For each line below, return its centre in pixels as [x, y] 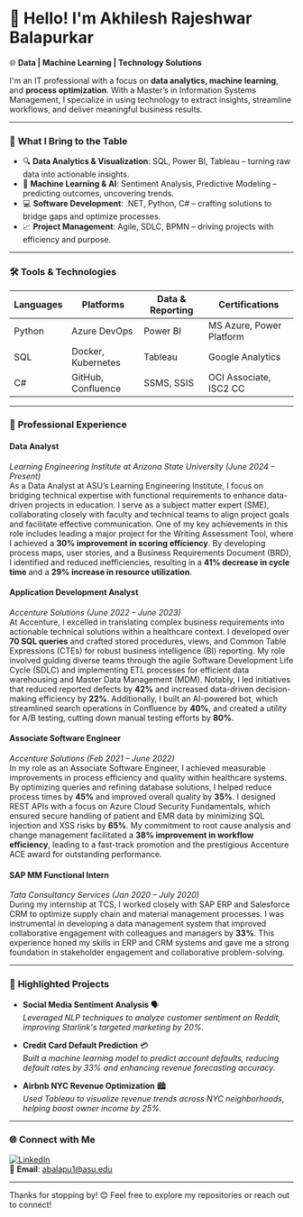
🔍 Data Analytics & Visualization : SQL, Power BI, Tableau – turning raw [156, 161]
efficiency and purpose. [67, 240]
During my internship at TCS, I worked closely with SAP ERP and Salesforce [150, 904]
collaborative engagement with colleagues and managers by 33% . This [142, 933]
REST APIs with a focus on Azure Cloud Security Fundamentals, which [140, 807]
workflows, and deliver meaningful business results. [106, 109]
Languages [38, 304]
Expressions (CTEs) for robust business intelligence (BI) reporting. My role [147, 650]
